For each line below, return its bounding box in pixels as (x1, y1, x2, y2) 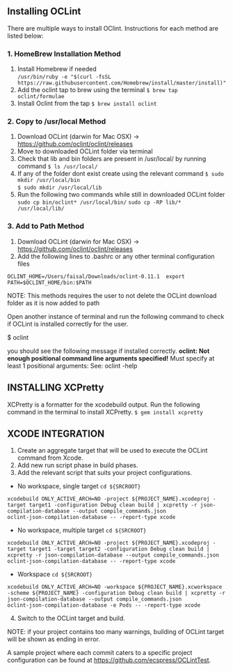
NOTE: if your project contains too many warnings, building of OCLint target (7, 628, 225, 636)
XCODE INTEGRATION (7, 428, 105, 439)
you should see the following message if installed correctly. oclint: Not (7, 347, 210, 355)
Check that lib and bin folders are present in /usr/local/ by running (17, 155, 207, 163)
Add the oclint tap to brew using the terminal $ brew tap (17, 86, 178, 94)
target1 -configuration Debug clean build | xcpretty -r (29, 502, 198, 508)
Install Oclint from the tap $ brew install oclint (17, 99, 157, 107)
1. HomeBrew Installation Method (7, 49, 122, 59)
